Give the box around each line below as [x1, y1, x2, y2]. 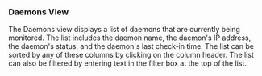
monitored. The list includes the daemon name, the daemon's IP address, [8, 33, 252, 42]
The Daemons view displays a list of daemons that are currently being [8, 25, 240, 34]
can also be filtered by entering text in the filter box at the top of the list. [8, 58, 247, 68]
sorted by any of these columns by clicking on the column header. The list [8, 50, 254, 60]
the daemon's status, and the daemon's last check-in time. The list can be [8, 42, 254, 51]
